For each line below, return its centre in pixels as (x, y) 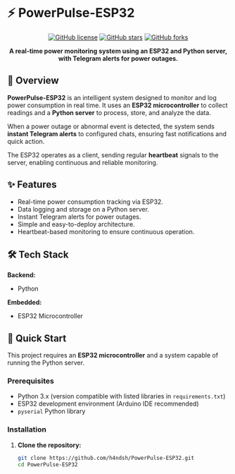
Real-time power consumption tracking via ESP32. (90, 202)
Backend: (21, 275)
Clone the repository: (49, 445)
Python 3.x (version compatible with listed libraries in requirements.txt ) (121, 396)
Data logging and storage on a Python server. (83, 209)
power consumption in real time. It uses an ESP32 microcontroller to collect (118, 105)
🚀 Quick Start (37, 338)
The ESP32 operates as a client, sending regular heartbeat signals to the (113, 154)
